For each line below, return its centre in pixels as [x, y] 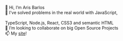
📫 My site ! [16, 33]
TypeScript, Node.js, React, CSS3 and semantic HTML [59, 23]
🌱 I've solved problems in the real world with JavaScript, [61, 13]
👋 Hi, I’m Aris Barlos [25, 7]
